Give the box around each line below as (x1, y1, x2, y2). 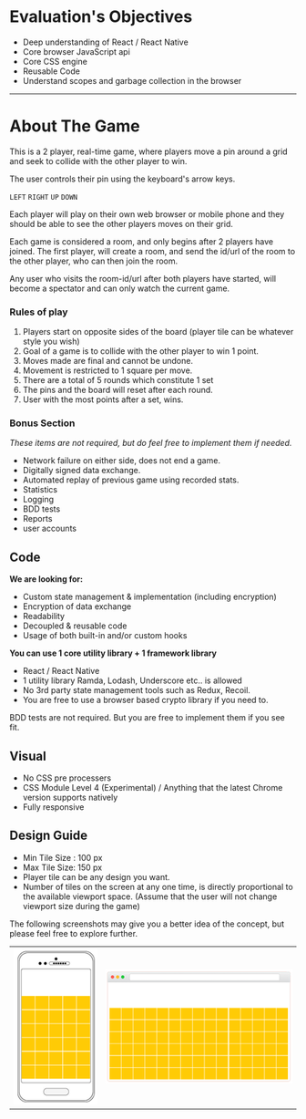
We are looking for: (9, 574, 84, 585)
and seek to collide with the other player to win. (9, 155, 188, 166)
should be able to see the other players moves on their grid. (9, 218, 234, 229)
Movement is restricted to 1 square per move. (22, 365, 193, 376)
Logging (22, 494, 55, 505)
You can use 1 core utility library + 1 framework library (9, 648, 217, 658)
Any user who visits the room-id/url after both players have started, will (9, 273, 276, 284)
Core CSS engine (22, 56, 88, 67)
